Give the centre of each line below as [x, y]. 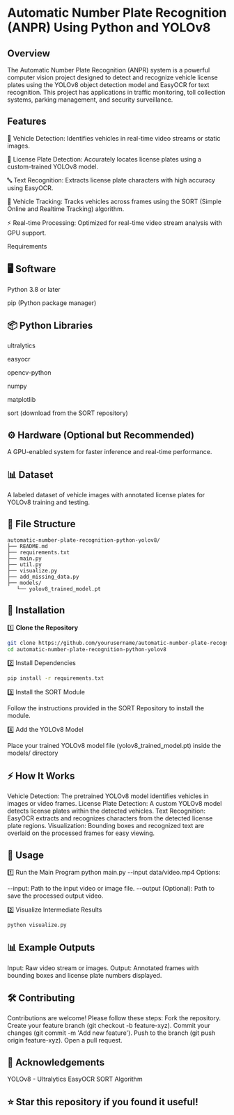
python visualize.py [37, 925]
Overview [29, 53]
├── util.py [24, 564]
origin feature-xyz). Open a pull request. [65, 1040]
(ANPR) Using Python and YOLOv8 [109, 28]
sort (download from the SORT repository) [68, 413]
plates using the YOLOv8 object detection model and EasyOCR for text [108, 85]
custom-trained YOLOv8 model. [53, 166]
